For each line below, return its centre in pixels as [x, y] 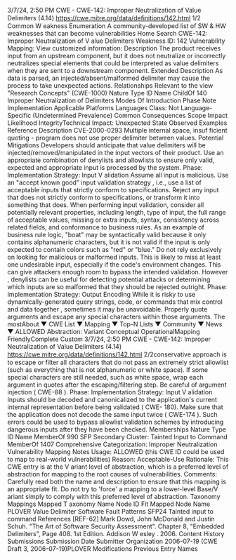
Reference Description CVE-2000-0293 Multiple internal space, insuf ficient [117, 130]
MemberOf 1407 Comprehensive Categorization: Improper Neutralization [112, 444]
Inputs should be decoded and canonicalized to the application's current [112, 400]
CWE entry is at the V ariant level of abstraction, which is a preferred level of [118, 467]
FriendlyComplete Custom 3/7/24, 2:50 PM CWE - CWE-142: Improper [109, 339]
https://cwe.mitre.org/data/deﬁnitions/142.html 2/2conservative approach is [117, 354]
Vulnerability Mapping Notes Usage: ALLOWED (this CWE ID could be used [116, 452]
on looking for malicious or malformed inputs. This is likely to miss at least [114, 257]
